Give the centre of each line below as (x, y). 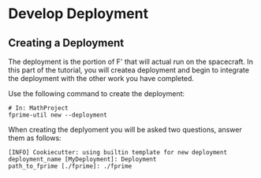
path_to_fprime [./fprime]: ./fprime (70, 166)
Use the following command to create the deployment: (97, 94)
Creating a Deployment (66, 43)
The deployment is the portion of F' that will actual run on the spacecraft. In (131, 61)
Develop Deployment (78, 14)
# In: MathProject (38, 108)
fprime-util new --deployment (58, 115)
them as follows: (35, 138)
